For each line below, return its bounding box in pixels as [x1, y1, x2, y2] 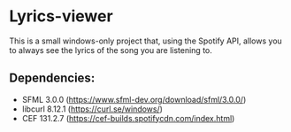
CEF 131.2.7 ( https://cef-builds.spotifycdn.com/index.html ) [21, 113, 235, 123]
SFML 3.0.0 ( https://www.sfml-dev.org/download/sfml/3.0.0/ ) [21, 94, 247, 105]
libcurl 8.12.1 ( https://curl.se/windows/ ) [21, 104, 164, 114]
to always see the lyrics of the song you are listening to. [9, 44, 212, 55]
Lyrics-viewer [9, 6, 113, 27]
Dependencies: [9, 71, 96, 86]
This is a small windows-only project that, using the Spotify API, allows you [9, 35, 283, 46]
